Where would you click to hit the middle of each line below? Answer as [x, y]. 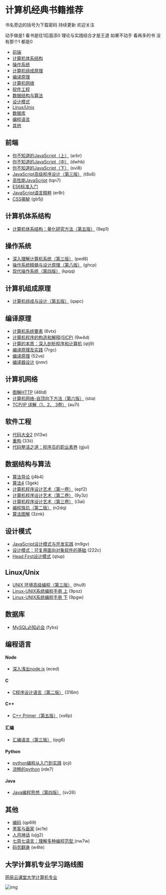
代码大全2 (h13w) [30, 435]
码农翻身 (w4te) [28, 847]
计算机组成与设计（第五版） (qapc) [48, 301]
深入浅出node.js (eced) [36, 669]
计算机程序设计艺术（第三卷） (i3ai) [49, 502]
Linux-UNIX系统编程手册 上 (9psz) [47, 591]
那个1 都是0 [21, 41]
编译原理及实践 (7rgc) [34, 350]
